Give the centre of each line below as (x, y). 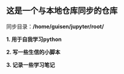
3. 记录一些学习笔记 (31, 64)
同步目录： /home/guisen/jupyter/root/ (55, 26)
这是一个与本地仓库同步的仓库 (62, 11)
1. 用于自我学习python (34, 39)
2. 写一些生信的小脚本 (33, 52)
